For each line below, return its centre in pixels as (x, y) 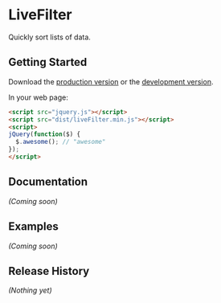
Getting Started (48, 62)
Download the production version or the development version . (111, 81)
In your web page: (38, 97)
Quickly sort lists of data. (49, 37)
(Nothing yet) (30, 290)
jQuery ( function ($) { (45, 134)
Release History (49, 271)
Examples (33, 227)
